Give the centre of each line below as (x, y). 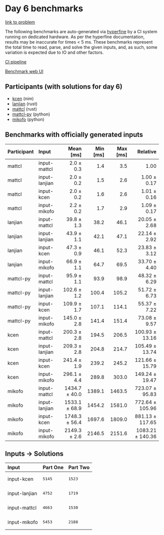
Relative (147, 151)
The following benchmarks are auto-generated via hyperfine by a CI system (81, 31)
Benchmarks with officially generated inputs (74, 135)
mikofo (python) (28, 119)
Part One (53, 467)
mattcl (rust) (25, 109)
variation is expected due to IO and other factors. (54, 52)
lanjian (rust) (25, 104)
